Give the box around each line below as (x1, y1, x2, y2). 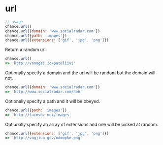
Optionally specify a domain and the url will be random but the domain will (5, 70, 156, 76)
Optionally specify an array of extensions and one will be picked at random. (5, 121, 159, 127)
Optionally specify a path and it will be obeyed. (5, 98, 100, 104)
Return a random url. (5, 47, 47, 52)
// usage (5, 19, 23, 24)
